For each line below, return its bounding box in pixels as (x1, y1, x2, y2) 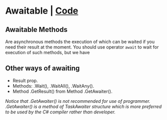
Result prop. (12, 77, 38, 84)
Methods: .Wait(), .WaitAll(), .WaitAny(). (12, 83, 94, 89)
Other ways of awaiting (5, 64, 80, 73)
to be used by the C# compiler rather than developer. (5, 109, 116, 115)
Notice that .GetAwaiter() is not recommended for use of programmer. (5, 98, 150, 104)
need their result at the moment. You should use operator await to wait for (5, 44, 159, 50)
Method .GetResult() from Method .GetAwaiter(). (12, 88, 113, 94)
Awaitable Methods (5, 25, 68, 34)
